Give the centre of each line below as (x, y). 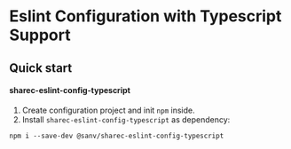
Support (40, 35)
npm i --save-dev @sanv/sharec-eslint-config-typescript (117, 136)
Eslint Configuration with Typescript (145, 16)
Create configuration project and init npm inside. (108, 110)
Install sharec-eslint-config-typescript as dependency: (126, 119)
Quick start (41, 68)
